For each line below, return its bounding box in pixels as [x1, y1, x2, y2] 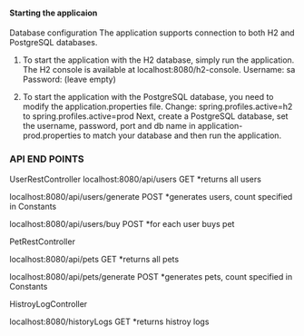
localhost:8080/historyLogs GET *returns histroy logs [9, 316, 210, 327]
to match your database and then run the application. [83, 130, 282, 141]
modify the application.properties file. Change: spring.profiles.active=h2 [22, 101, 293, 113]
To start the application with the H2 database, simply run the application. [22, 54, 295, 65]
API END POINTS [9, 153, 84, 165]
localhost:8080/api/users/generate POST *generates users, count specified [9, 191, 293, 202]
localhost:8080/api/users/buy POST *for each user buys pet [9, 218, 235, 229]
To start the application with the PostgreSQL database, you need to [22, 92, 274, 103]
